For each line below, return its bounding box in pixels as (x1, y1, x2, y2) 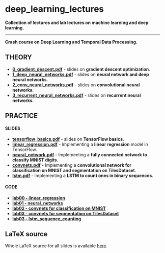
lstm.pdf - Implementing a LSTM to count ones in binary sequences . (12, 173, 154, 178)
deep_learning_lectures (5, 3, 104, 15)
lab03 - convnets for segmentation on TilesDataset (12, 210, 119, 216)
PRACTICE (5, 112, 38, 120)
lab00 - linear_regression (12, 195, 65, 201)
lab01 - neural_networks (12, 200, 63, 206)
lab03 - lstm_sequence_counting (12, 216, 82, 222)
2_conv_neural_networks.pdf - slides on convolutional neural (12, 82, 140, 88)
